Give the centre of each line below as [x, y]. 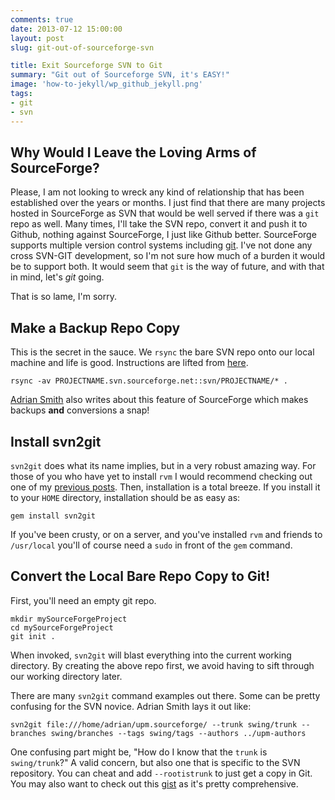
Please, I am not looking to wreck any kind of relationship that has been [157, 192]
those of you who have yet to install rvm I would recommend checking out [161, 476]
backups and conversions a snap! [80, 410]
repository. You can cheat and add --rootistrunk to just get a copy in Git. [161, 773]
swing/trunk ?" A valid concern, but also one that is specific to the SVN [155, 762]
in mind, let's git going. [57, 277]
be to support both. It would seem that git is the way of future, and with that [167, 267]
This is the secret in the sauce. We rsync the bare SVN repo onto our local [162, 352]
